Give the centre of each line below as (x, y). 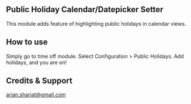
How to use (27, 42)
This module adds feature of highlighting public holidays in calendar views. (96, 23)
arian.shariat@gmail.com (36, 95)
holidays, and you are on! (37, 62)
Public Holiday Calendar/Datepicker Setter (85, 10)
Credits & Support (39, 81)
